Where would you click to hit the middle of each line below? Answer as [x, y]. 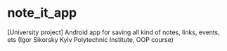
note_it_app [42, 13]
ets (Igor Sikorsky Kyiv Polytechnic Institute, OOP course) [91, 39]
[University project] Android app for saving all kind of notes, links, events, [113, 32]
